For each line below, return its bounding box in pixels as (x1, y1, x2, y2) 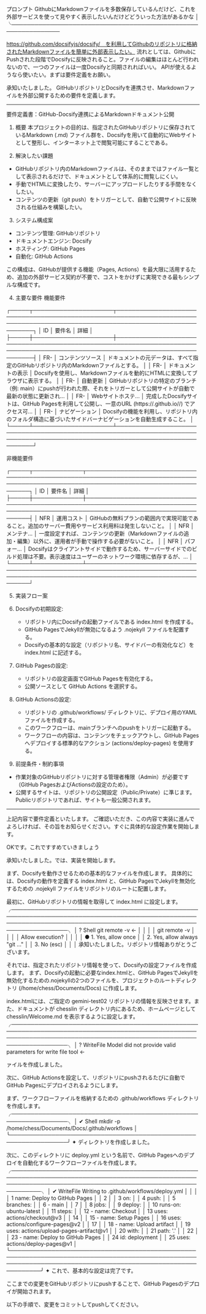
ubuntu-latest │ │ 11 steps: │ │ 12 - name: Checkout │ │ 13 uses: (6, 1208, 169, 1214)
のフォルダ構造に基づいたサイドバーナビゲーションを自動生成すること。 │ (6, 415, 194, 423)
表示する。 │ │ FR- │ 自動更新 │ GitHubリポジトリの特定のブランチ (27, 377, 197, 384)
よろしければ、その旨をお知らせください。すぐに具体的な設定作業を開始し (6, 823, 194, 830)
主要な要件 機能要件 (15, 294, 66, 301)
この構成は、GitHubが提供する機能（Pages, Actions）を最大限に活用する (6, 266, 191, 273)
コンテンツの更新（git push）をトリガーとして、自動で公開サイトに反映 (15, 196, 197, 203)
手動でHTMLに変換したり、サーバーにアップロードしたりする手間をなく (15, 181, 197, 187)
